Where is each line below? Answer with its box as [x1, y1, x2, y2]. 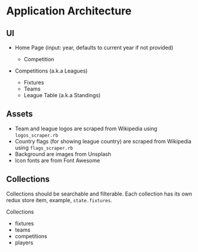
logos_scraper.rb [14, 132, 59, 139]
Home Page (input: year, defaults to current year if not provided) [14, 44, 173, 51]
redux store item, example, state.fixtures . [6, 196, 112, 203]
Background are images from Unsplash [14, 150, 112, 157]
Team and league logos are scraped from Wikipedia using [14, 125, 157, 132]
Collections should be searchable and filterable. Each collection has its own [6, 190, 193, 197]
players [14, 239, 33, 246]
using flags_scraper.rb [14, 144, 74, 151]
